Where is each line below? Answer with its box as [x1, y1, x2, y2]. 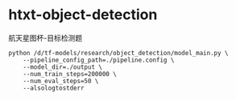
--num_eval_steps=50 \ [23, 77, 99, 85]
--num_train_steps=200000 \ [23, 70, 117, 78]
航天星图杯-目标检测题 [8, 33, 83, 42]
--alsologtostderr [23, 84, 85, 92]
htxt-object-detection [8, 6, 158, 24]
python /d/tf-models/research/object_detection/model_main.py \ [8, 49, 229, 57]
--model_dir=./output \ [23, 62, 103, 71]
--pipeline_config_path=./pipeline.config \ [23, 56, 175, 64]
